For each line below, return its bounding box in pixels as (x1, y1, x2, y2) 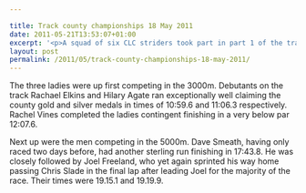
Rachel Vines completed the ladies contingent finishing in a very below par (9, 109, 290, 120)
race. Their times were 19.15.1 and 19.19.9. (9, 175, 164, 187)
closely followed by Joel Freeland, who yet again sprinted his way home (9, 156, 280, 167)
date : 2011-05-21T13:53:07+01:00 (9, 29, 137, 39)
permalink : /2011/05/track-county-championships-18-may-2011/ (9, 56, 250, 65)
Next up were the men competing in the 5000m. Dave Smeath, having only (9, 137, 290, 147)
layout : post (9, 46, 59, 56)
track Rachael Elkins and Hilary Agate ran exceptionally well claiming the (9, 90, 281, 101)
